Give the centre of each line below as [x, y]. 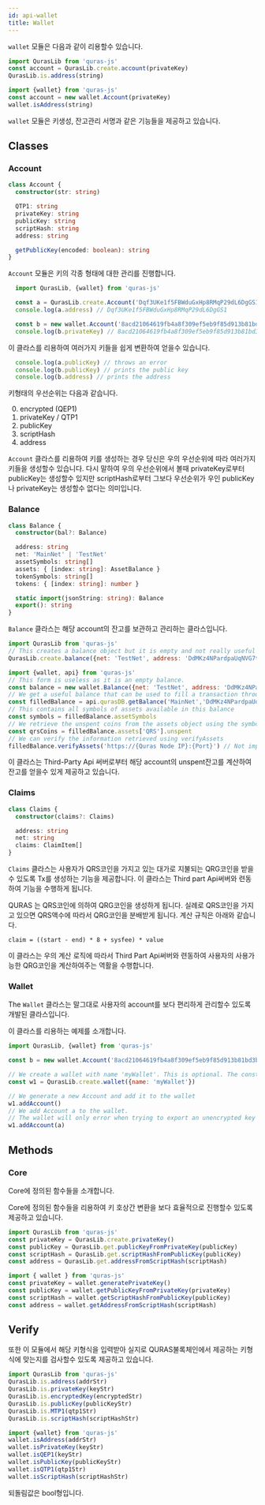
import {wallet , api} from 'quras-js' [72, 672]
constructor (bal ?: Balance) [62, 533]
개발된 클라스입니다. [39, 1014]
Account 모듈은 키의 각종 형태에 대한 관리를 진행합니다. [92, 274]
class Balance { [35, 525]
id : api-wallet [33, 15]
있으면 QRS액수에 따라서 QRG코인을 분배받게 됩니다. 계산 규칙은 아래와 [125, 915]
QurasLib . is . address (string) [56, 76]
